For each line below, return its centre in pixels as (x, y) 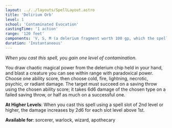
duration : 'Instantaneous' (34, 43)
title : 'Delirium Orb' (29, 15)
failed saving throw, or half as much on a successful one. (65, 94)
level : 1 (15, 19)
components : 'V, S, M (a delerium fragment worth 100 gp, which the (80, 39)
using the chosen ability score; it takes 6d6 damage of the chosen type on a (85, 89)
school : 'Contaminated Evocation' (42, 24)
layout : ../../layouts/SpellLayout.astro (50, 10)
